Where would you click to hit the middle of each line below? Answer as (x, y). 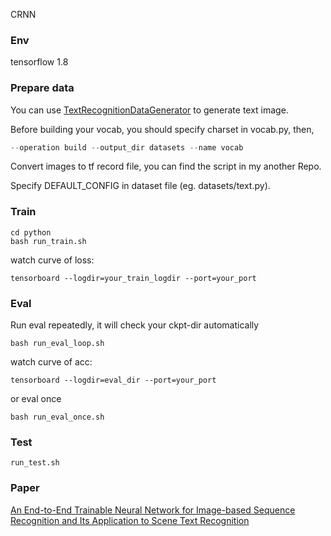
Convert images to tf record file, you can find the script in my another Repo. (166, 166)
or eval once (36, 399)
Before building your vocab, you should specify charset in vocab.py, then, (162, 129)
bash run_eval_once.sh (57, 417)
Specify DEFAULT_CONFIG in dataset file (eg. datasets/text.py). (140, 186)
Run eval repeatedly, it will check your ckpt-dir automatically (135, 325)
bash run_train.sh (48, 241)
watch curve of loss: (52, 260)
